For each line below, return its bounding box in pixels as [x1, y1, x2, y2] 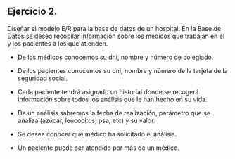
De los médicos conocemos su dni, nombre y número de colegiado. [17, 53, 214, 61]
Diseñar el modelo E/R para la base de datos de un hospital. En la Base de [7, 24, 222, 32]
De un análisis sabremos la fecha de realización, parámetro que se [17, 108, 211, 117]
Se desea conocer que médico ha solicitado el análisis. [17, 129, 177, 138]
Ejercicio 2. [7, 6, 58, 18]
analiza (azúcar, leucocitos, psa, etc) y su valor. [17, 116, 155, 125]
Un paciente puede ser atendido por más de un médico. [17, 144, 180, 152]
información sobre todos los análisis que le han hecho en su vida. [17, 95, 208, 103]
